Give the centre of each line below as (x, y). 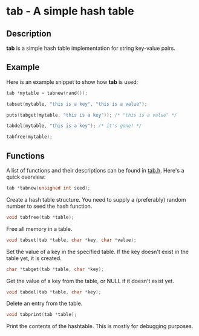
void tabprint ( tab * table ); (42, 315)
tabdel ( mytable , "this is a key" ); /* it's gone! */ (74, 126)
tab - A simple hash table (70, 11)
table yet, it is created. (34, 258)
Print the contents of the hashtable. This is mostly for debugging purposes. (100, 326)
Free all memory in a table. (39, 228)
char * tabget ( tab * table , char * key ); (55, 269)
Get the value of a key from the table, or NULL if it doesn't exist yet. (90, 281)
